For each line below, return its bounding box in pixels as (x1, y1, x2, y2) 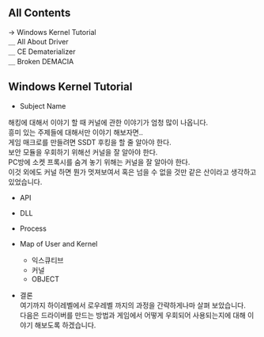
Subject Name (19, 101, 66, 110)
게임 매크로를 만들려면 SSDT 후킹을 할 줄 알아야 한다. (8, 137, 172, 147)
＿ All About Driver (8, 36, 69, 46)
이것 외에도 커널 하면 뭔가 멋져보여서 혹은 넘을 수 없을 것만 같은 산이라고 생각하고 (8, 167, 257, 177)
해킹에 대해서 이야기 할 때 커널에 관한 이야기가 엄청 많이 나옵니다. (8, 117, 209, 127)
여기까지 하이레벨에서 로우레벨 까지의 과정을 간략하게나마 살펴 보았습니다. (19, 301, 247, 310)
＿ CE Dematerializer (8, 47, 76, 56)
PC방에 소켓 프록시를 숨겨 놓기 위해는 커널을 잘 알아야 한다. (8, 157, 190, 167)
